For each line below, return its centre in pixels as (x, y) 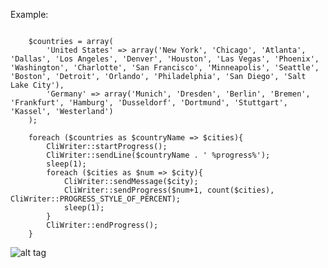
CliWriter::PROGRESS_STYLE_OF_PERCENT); (96, 199)
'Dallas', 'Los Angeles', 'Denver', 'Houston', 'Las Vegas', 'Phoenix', (165, 59)
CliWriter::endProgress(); (102, 225)
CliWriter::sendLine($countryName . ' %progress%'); (158, 155)
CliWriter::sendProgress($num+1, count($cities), (169, 190)
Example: (29, 14)
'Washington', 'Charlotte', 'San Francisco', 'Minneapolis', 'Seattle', (165, 68)
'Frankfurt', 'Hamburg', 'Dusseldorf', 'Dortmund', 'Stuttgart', (149, 103)
